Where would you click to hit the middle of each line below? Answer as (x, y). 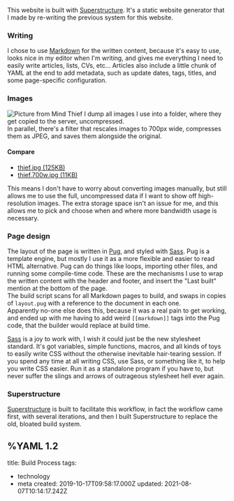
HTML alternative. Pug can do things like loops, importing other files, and (112, 266)
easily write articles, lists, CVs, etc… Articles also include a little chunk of (112, 66)
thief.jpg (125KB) (41, 167)
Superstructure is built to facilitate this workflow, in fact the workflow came (115, 409)
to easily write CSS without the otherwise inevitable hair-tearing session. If (115, 354)
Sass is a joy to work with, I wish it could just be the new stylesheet (104, 339)
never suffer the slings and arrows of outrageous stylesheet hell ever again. (116, 376)
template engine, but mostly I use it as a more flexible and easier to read (111, 259)
